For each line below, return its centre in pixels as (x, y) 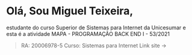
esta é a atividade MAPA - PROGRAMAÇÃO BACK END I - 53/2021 (88, 33)
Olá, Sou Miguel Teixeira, (70, 11)
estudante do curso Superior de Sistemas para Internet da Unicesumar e (96, 27)
